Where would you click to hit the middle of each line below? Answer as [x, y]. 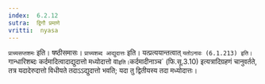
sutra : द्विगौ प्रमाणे [34, 23]
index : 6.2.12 [33, 15]
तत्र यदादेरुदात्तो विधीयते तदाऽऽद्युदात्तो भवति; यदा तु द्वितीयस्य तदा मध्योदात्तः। [103, 71]
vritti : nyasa [33, 30]
